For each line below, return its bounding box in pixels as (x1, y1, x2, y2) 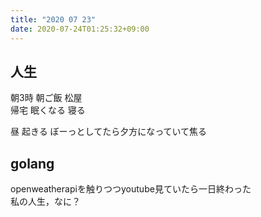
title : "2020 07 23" (10, 14, 97, 25)
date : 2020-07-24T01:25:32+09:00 (10, 24, 150, 34)
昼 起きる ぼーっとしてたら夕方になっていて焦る (10, 126, 208, 138)
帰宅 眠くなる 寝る (10, 104, 86, 116)
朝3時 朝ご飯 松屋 (10, 92, 83, 104)
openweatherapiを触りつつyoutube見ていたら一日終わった (10, 183, 252, 195)
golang (10, 155, 55, 172)
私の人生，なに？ (10, 196, 81, 208)
